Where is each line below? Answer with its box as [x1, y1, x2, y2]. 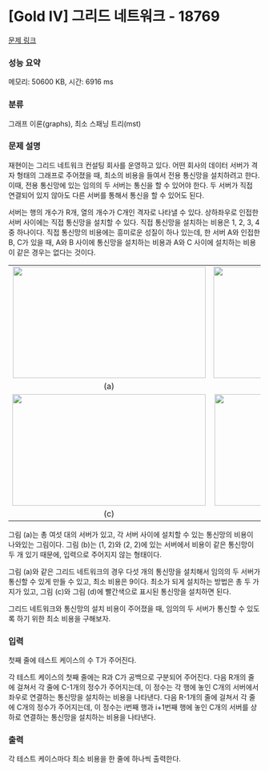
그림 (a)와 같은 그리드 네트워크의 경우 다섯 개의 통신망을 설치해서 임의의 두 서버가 [8, 566, 261, 576]
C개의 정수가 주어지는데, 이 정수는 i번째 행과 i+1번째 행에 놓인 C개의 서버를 [16, 702, 249, 713]
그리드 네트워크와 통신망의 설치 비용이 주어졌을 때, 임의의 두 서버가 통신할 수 [8, 604, 246, 613]
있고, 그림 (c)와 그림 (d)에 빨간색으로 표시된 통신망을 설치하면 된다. [22, 586, 232, 596]
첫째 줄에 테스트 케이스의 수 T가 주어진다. [8, 656, 137, 665]
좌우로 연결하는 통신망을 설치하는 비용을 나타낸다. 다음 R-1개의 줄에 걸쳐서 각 [8, 693, 247, 702]
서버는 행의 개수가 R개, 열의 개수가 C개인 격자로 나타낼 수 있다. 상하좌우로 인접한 [8, 207, 259, 217]
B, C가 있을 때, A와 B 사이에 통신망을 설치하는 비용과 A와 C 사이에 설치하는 [8, 237, 242, 247]
